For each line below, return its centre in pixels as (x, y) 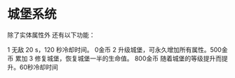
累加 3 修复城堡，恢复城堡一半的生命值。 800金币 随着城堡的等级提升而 (119, 58)
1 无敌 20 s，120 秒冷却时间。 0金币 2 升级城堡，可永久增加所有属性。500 (115, 49)
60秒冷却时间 (39, 67)
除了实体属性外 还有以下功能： (51, 35)
